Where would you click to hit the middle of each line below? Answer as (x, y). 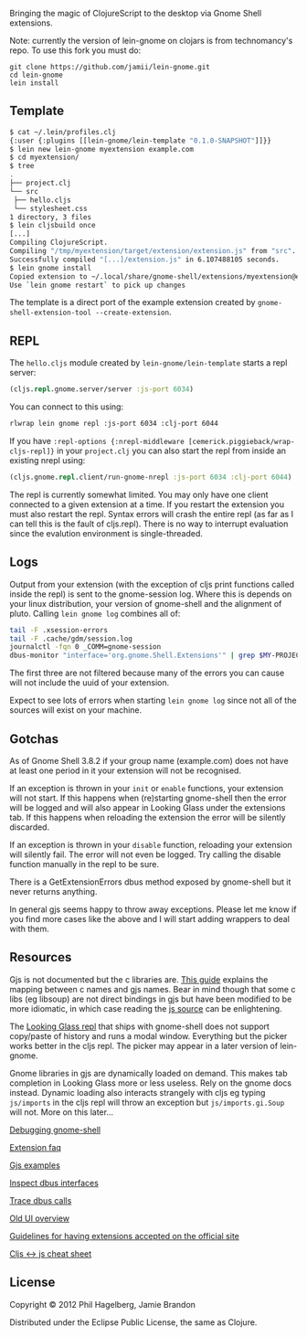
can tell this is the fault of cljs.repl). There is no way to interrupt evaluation (149, 524)
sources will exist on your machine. (76, 710)
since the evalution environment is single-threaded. (106, 533)
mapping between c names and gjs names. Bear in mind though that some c (153, 989)
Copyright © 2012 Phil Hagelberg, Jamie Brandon (103, 1304)
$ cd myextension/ (44, 158)
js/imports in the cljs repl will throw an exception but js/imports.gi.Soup (147, 1102)
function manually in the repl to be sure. (85, 864)
